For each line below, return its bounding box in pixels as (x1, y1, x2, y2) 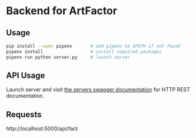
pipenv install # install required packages (6, 48, 162, 54)
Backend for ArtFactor (6, 4, 118, 18)
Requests (6, 109, 42, 119)
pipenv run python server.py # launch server (6, 54, 131, 60)
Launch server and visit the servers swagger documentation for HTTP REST (6, 86, 190, 93)
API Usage (6, 71, 45, 81)
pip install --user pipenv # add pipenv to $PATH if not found (6, 43, 181, 49)
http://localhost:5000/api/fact (6, 125, 78, 132)
